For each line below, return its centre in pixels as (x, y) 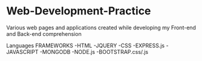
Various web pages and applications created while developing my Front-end (101, 28)
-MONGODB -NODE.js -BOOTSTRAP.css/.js (94, 51)
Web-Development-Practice (79, 11)
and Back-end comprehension (44, 33)
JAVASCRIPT (22, 51)
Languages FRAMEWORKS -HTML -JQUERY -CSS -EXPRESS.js (86, 45)
